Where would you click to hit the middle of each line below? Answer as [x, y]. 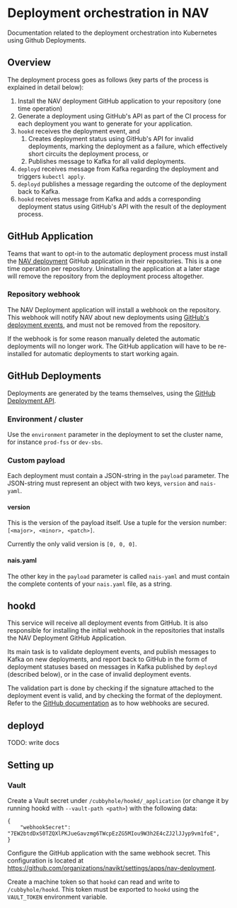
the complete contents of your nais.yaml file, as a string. [89, 584]
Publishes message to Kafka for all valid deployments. [107, 161]
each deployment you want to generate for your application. [105, 123]
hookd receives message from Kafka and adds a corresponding [109, 199]
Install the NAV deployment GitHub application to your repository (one [119, 101]
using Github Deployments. [47, 40]
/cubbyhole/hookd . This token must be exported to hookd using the [103, 889]
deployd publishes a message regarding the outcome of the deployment [122, 184]
